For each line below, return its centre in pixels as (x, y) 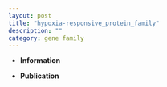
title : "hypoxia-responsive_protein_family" (84, 23)
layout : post (30, 16)
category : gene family (46, 38)
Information (40, 61)
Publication (39, 76)
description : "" (35, 30)
